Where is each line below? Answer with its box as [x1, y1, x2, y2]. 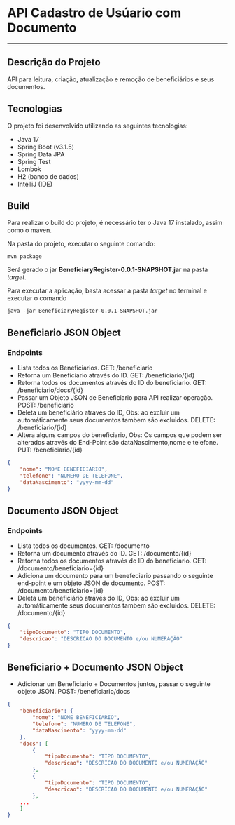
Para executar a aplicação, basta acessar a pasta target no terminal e [7, 286, 208, 295]
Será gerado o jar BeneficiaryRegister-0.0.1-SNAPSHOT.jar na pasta [7, 265, 208, 274]
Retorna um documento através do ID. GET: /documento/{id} [17, 549, 192, 558]
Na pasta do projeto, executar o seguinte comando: [7, 240, 156, 248]
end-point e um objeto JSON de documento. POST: [17, 579, 166, 587]
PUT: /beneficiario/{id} [17, 445, 83, 454]
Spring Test [17, 157, 51, 166]
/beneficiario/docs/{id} [17, 386, 84, 394]
